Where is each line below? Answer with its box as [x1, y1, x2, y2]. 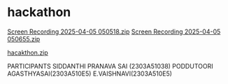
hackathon [7, 4, 71, 20]
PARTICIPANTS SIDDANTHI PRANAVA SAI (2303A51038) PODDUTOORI [7, 62, 213, 70]
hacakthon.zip [7, 48, 49, 57]
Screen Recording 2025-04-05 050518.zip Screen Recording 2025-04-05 [7, 27, 221, 36]
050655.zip [7, 34, 41, 43]
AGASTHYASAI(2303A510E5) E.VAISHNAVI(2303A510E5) [7, 69, 173, 78]
